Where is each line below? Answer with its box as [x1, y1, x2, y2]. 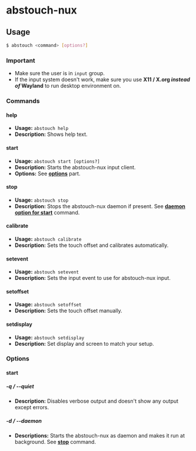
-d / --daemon [6, 417, 42, 424]
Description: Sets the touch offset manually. [14, 307, 122, 315]
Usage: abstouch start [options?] [14, 157, 100, 165]
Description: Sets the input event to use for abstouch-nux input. [14, 275, 171, 282]
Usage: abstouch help [14, 125, 69, 132]
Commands [6, 97, 40, 105]
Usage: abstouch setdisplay [14, 333, 84, 341]
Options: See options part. [14, 170, 81, 177]
